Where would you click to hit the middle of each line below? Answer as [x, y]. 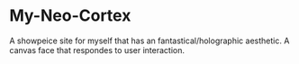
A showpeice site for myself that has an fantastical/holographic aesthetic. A [149, 41]
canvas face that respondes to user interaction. [97, 50]
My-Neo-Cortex [70, 16]
